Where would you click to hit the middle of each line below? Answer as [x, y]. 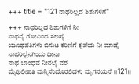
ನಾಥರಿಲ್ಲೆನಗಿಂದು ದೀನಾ [34, 53]
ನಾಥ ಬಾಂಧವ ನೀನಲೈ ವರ [38, 62]
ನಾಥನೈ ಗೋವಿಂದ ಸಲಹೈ [37, 36]
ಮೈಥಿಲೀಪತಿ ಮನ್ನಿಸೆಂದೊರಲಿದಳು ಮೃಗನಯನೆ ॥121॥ [70, 71]
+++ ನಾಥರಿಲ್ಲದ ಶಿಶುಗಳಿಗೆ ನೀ [44, 27]
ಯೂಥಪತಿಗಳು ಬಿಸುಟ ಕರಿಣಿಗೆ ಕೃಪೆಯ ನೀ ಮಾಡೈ [64, 45]
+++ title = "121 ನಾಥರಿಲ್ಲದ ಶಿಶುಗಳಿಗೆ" [59, 11]
